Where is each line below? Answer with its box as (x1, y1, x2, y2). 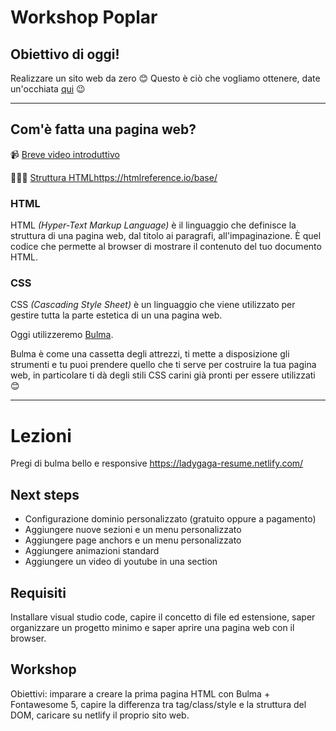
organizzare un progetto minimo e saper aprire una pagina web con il (10, 621, 295, 633)
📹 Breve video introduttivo (10, 148, 120, 160)
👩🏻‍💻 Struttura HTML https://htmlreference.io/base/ (10, 171, 218, 183)
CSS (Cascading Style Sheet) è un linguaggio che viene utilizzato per (10, 299, 296, 311)
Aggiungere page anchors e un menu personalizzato (24, 534, 242, 546)
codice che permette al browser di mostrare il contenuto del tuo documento (10, 241, 322, 253)
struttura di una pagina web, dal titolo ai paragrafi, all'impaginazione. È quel (10, 230, 322, 242)
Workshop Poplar (10, 6, 158, 29)
